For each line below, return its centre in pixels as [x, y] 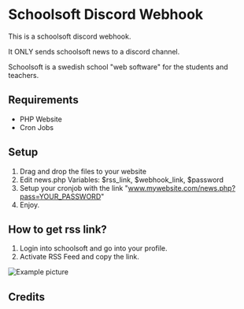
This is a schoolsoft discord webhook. [70, 36]
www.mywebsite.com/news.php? [182, 188]
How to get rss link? [58, 229]
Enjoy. [30, 205]
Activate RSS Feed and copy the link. [79, 257]
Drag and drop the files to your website [83, 171]
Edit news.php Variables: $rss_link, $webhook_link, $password [122, 180]
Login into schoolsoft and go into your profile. [93, 248]
